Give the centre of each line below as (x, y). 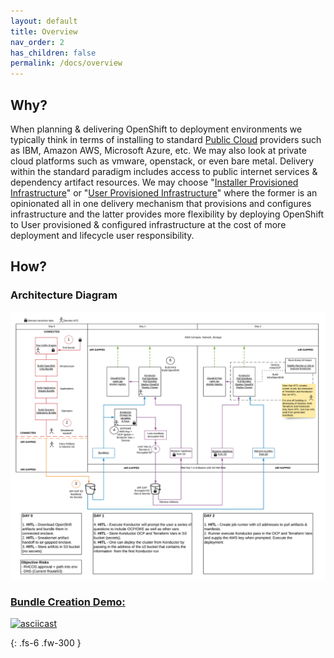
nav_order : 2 (37, 42)
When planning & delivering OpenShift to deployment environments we (156, 129)
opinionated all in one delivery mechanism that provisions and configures (161, 203)
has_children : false (53, 53)
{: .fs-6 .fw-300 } (46, 643)
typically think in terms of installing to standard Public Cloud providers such (166, 139)
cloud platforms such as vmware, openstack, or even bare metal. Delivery (162, 161)
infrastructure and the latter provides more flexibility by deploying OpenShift (167, 214)
